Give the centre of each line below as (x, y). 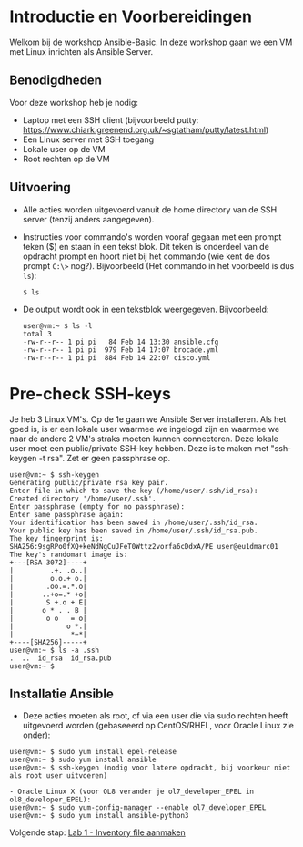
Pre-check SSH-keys (90, 393)
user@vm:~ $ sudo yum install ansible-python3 (99, 816)
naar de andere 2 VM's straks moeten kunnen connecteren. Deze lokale (144, 439)
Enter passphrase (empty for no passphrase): (97, 506)
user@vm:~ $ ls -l (57, 325)
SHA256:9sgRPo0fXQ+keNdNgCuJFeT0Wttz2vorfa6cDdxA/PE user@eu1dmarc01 (144, 546)
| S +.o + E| (49, 602)
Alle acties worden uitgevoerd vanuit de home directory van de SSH (150, 209)
